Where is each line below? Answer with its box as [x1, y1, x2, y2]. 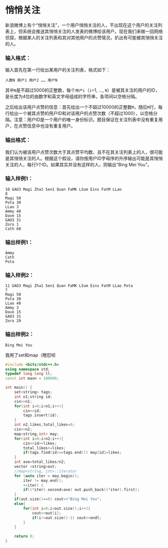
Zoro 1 [5, 222, 19, 227]
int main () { [5, 385, 32, 390]
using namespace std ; [5, 366, 50, 372]
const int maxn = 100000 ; [5, 376, 59, 381]
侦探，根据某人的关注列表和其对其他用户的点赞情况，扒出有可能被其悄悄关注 [5, 35, 163, 41]
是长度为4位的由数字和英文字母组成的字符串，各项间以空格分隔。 [5, 94, 140, 100]
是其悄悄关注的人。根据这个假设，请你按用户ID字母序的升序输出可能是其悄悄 [5, 155, 163, 161]
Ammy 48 [5, 209, 21, 214]
